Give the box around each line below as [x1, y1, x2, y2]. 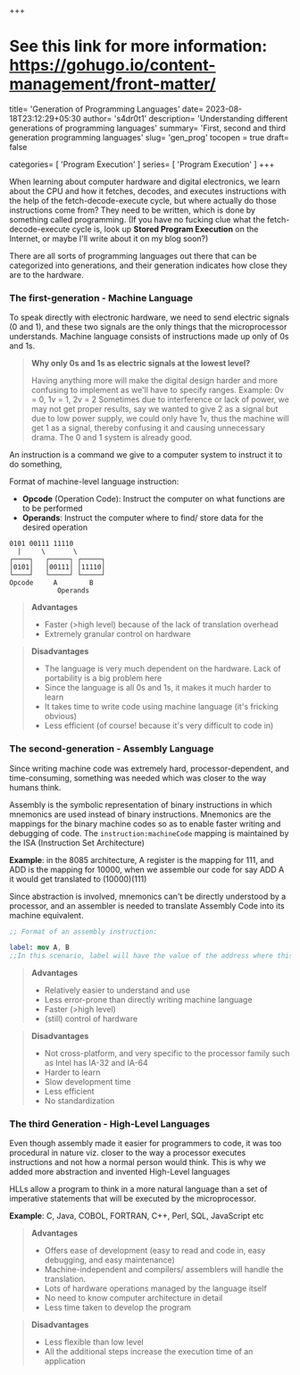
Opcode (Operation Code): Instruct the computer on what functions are [21, 493, 286, 505]
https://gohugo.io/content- [9, 55, 216, 76]
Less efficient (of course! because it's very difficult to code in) [44, 720, 274, 731]
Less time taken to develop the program [44, 1302, 192, 1313]
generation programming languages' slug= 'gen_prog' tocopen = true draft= [9, 131, 290, 143]
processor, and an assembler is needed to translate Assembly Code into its [9, 900, 285, 911]
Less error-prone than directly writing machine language [44, 994, 253, 1005]
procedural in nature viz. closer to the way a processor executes [9, 1147, 246, 1158]
